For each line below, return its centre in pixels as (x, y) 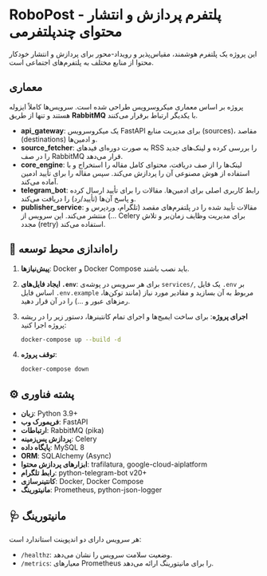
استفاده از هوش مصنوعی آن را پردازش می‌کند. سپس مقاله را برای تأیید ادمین (135, 173)
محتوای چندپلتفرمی (66, 32)
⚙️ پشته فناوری (42, 394)
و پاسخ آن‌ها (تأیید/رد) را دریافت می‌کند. (78, 198)
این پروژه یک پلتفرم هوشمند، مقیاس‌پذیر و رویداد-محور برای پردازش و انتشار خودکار (133, 54)
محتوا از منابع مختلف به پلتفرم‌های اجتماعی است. (82, 62)
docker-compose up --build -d (71, 340)
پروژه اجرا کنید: (43, 324)
